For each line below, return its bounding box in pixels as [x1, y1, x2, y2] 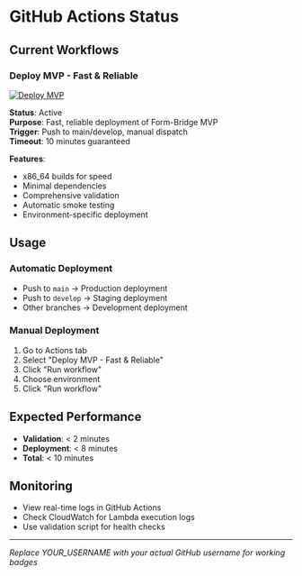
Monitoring [9, 479, 74, 494]
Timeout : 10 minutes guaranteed [9, 135, 130, 146]
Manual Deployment [9, 325, 100, 337]
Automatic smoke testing [22, 199, 115, 210]
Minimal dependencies [22, 180, 107, 191]
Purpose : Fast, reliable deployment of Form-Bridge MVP [9, 116, 218, 127]
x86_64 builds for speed [22, 170, 112, 181]
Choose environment [22, 373, 101, 384]
